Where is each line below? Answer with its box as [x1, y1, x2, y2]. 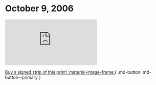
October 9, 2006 [5, 3, 74, 14]
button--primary [5, 74, 38, 80]
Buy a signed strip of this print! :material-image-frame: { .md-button [5, 69, 141, 75]
